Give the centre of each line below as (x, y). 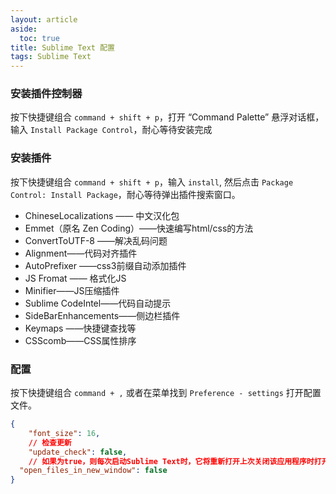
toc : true (39, 38)
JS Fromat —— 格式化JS (75, 278)
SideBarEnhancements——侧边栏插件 (102, 315)
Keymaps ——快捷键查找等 (80, 328)
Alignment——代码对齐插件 (81, 253)
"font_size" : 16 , (64, 433)
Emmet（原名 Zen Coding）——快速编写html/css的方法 (139, 228)
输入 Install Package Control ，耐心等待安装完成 (111, 130)
